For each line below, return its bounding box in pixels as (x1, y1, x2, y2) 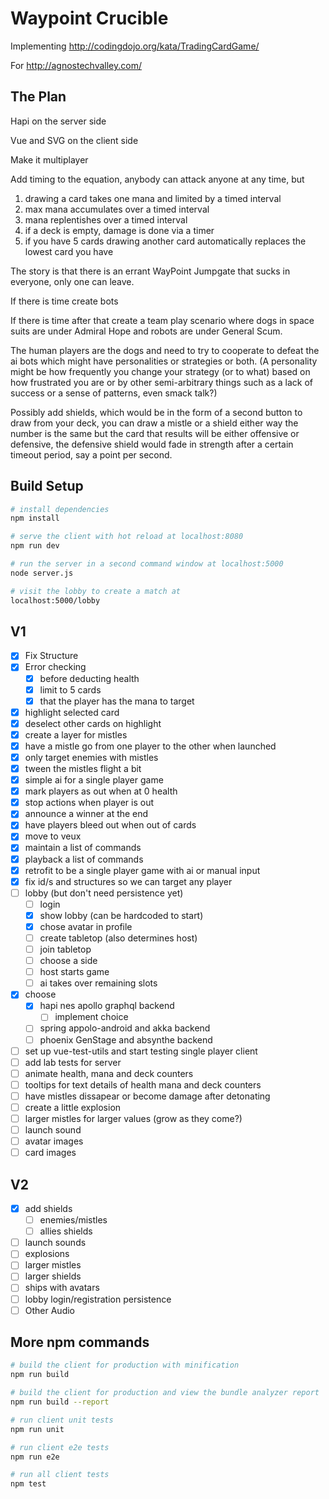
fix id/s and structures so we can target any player (24, 875, 233, 887)
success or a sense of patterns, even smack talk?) (10, 387, 218, 399)
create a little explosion (24, 1101, 122, 1113)
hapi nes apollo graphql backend (39, 1000, 175, 1012)
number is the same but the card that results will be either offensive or (10, 427, 300, 439)
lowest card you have (24, 245, 114, 257)
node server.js (10, 568, 74, 578)
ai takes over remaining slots (39, 977, 158, 989)
